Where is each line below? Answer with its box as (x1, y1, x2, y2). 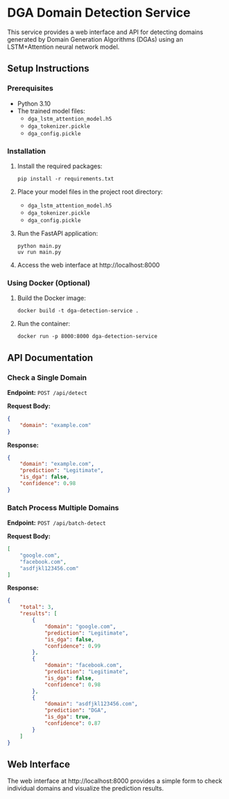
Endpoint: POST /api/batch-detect (7, 519, 106, 527)
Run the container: (17, 319, 71, 328)
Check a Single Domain (7, 373, 87, 382)
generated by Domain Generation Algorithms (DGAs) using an (7, 35, 184, 43)
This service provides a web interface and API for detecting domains (7, 28, 203, 36)
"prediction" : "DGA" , (44, 707, 108, 714)
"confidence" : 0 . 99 (44, 642, 101, 650)
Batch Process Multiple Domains (7, 503, 119, 512)
